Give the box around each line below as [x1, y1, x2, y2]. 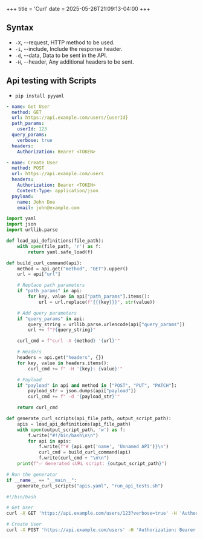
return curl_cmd [17, 404, 59, 411]
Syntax [6, 22, 34, 33]
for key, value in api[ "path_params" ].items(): [28, 293, 150, 300]
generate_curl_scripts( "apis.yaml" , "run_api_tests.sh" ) [17, 483, 164, 489]
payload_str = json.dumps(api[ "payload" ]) [28, 388, 137, 394]
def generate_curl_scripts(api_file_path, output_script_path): [6, 415, 172, 421]
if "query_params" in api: [17, 315, 85, 322]
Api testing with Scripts [6, 76, 97, 86]
